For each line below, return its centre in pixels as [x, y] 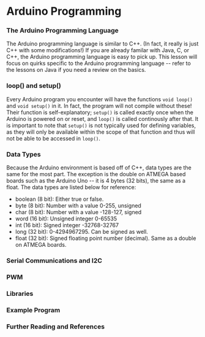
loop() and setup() [34, 86]
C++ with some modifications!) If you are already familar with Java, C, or [98, 50]
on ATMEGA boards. [41, 245]
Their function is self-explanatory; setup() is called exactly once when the [100, 112]
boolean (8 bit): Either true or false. [59, 199]
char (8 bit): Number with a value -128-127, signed [78, 212]
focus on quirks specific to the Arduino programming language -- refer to [99, 63]
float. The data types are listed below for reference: [71, 187]
